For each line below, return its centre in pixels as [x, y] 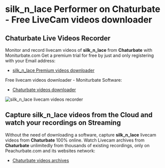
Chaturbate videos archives [41, 160]
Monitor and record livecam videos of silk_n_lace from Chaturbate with [79, 50]
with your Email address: [30, 61]
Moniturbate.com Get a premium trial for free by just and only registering [80, 55]
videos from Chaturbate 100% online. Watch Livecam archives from [75, 140]
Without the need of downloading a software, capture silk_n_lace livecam [81, 135]
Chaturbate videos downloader [44, 90]
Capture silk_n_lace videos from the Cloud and [79, 115]
